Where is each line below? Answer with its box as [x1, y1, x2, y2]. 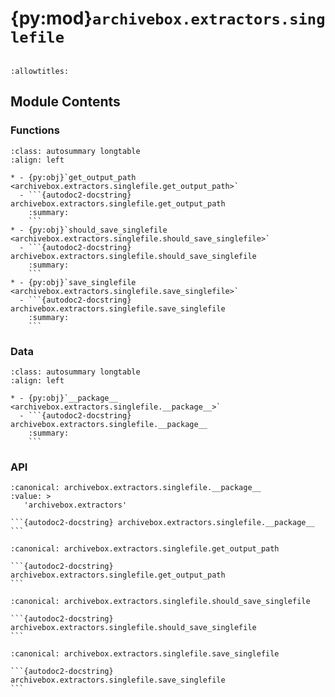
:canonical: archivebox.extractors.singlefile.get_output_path [10, 544, 280, 554]
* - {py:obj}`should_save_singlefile [10, 225, 168, 235]
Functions [10, 123, 60, 137]
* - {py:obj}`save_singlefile [10, 277, 137, 287]
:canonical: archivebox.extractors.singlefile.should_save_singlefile [10, 597, 311, 607]
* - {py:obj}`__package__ [10, 393, 118, 403]
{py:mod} [10, 7, 93, 30]
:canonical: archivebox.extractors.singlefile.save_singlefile [10, 649, 280, 659]
